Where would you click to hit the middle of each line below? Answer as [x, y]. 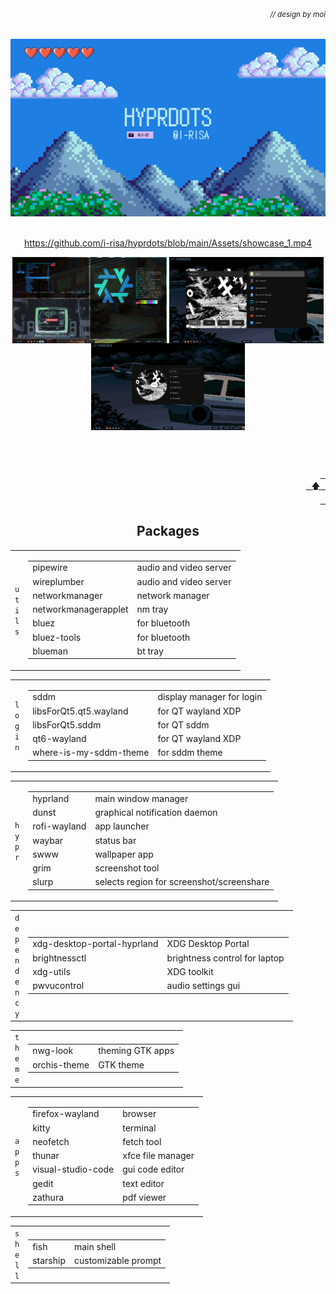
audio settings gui [203, 986]
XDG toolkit [190, 971]
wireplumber [58, 581]
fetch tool [142, 1141]
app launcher [122, 826]
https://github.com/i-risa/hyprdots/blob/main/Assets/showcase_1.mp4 [168, 243]
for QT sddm [183, 724]
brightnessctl [59, 958]
